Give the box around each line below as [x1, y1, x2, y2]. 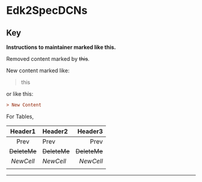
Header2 [42, 127, 68, 136]
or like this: [6, 90, 34, 97]
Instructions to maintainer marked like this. [6, 43, 116, 51]
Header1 [10, 127, 36, 136]
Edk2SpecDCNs [6, 4, 88, 17]
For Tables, [6, 113, 34, 120]
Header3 [77, 127, 103, 136]
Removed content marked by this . [6, 55, 90, 62]
